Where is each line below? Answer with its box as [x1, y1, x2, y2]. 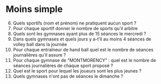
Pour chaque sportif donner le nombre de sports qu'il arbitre [13, 25, 138, 31]
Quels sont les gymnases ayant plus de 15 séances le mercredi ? [13, 30, 146, 36]
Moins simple [6, 3, 63, 15]
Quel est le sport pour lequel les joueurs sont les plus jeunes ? [13, 67, 142, 73]
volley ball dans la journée [13, 41, 67, 47]
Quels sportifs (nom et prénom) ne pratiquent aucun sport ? [13, 20, 137, 26]
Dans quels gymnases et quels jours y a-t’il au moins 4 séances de [13, 36, 151, 42]
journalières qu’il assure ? [13, 51, 66, 58]
